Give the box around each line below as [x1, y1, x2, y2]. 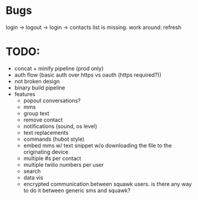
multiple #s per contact [23, 155, 81, 162]
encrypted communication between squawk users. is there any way [23, 180, 192, 187]
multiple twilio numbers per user [23, 161, 104, 168]
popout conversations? [23, 97, 81, 104]
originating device [23, 148, 69, 155]
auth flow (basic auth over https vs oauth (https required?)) [14, 71, 162, 79]
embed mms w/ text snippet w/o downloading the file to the [23, 141, 172, 149]
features [14, 90, 36, 97]
